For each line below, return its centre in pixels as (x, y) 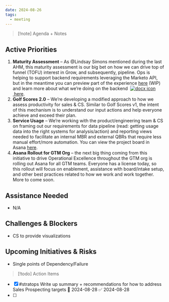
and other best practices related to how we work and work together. (83, 174)
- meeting (20, 19)
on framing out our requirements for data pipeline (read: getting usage (86, 126)
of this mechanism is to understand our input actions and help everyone (87, 110)
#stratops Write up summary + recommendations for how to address (90, 284)
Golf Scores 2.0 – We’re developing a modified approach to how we (83, 99)
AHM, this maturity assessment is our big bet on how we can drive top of (88, 67)
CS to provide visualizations (41, 236)
